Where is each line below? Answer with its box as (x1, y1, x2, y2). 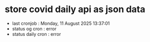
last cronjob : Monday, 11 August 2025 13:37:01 (12, 20, 110, 26)
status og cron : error (12, 25, 57, 31)
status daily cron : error (12, 31, 61, 37)
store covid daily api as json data (5, 4, 145, 15)
